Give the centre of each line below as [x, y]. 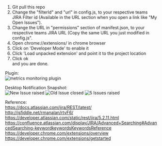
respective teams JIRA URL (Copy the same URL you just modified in [81, 33]
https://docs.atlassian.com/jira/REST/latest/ [49, 107]
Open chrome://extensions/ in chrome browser [59, 43]
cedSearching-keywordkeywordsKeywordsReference [58, 128]
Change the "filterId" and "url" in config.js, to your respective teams [80, 12]
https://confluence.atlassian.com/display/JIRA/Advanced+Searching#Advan [81, 123]
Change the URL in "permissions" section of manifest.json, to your [78, 28]
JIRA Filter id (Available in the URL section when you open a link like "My [84, 17]
